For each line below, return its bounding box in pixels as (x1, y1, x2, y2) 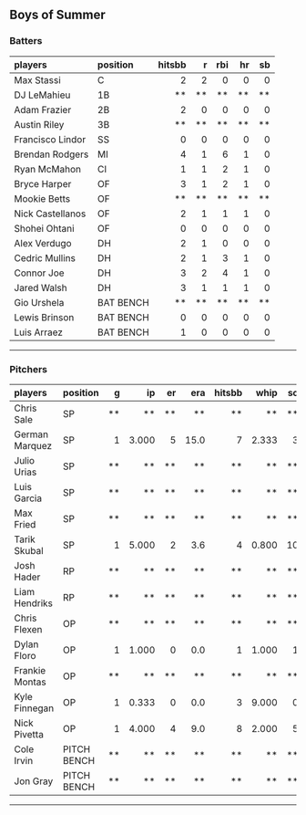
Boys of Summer (9, 7, 107, 23)
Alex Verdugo (14, 236, 72, 249)
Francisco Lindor (14, 132, 87, 145)
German (14, 428, 48, 441)
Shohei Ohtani (14, 222, 75, 235)
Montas (14, 675, 47, 688)
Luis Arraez (14, 326, 64, 339)
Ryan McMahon (14, 162, 82, 175)
